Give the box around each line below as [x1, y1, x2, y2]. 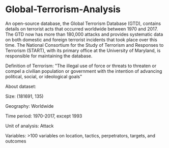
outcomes [5, 138, 26, 144]
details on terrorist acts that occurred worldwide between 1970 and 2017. [5, 25, 158, 32]
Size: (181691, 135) [5, 93, 44, 99]
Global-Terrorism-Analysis [5, 4, 121, 15]
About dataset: [5, 83, 37, 90]
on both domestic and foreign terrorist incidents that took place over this [5, 37, 158, 43]
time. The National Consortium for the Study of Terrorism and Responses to [5, 42, 164, 48]
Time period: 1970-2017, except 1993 [5, 113, 82, 119]
